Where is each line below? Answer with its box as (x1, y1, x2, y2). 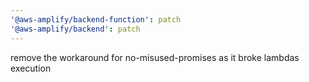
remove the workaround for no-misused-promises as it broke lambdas (10, 51, 300, 63)
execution (10, 62, 52, 74)
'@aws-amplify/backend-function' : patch (10, 14, 182, 25)
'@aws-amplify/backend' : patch (10, 24, 141, 34)
